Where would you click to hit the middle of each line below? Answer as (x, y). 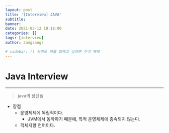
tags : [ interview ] (24, 38)
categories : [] (21, 33)
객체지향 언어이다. (37, 125)
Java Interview (37, 76)
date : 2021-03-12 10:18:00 (33, 29)
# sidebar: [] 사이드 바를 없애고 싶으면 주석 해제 (53, 51)
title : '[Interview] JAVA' (33, 15)
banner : (13, 24)
